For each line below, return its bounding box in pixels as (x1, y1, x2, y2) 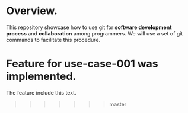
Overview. (6, 4, 58, 18)
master (109, 101, 126, 108)
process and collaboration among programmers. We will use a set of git (6, 30, 183, 37)
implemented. (6, 70, 77, 83)
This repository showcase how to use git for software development (6, 24, 172, 31)
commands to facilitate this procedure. (6, 36, 101, 43)
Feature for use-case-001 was (6, 57, 158, 70)
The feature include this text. (6, 89, 77, 96)
